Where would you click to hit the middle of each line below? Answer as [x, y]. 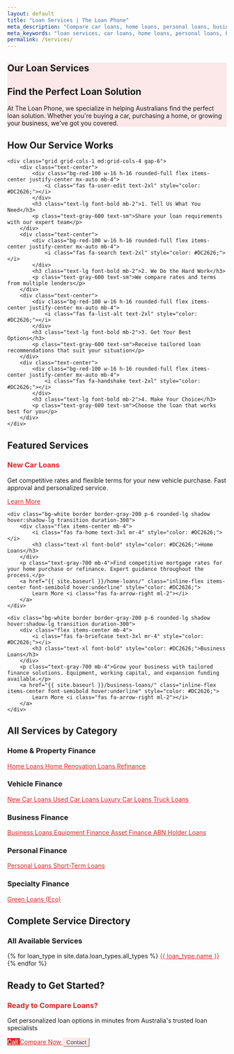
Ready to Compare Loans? [53, 1005]
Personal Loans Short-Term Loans [56, 866]
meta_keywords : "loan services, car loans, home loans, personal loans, [115, 33]
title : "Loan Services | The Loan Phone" [68, 20]
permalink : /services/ [40, 40]
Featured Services [48, 445]
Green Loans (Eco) [34, 899]
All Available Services [45, 941]
